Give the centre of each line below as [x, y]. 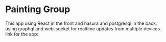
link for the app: [22, 34]
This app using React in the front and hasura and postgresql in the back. [81, 23]
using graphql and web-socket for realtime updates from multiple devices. [84, 28]
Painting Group [38, 9]
